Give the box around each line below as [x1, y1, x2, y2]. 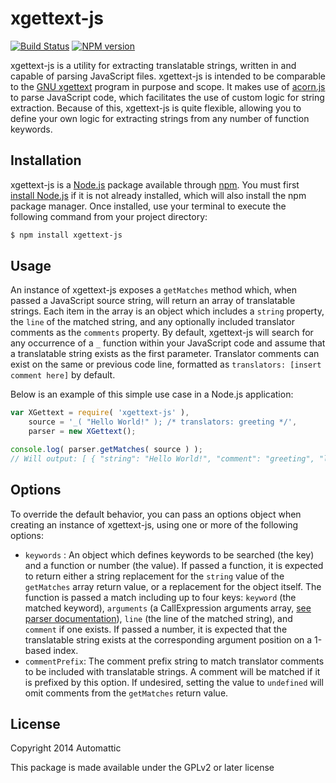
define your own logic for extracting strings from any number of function [10, 112, 310, 124]
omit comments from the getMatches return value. [24, 687, 229, 699]
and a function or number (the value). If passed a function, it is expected [24, 559, 324, 571]
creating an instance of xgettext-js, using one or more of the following [10, 518, 299, 531]
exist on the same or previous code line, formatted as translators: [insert [10, 358, 322, 371]
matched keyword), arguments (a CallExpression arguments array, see [24, 602, 312, 614]
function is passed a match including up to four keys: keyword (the [24, 591, 297, 603]
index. [53, 644, 79, 656]
